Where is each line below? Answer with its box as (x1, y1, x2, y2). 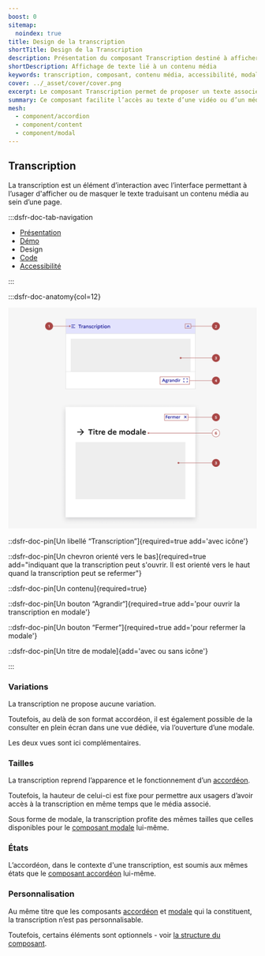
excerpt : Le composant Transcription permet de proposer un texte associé (8, 88, 259, 95)
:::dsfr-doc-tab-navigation (8, 212, 93, 222)
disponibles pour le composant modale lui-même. (8, 823, 170, 832)
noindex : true (15, 29, 62, 37)
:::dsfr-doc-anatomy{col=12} (8, 292, 101, 301)
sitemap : (8, 21, 37, 29)
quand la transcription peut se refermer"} (8, 568, 142, 577)
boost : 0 (8, 13, 37, 21)
